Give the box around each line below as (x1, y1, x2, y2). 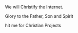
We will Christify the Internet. (5, 4, 63, 10)
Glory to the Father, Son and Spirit (5, 13, 73, 19)
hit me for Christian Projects (5, 22, 61, 28)
